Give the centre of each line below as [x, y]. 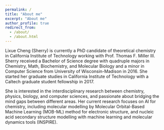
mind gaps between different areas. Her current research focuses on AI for [81, 101]
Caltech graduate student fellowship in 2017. [50, 81]
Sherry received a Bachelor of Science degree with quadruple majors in [77, 61]
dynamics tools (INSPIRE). [31, 122]
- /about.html [24, 37]
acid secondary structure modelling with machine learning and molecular [79, 117]
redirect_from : [21, 28]
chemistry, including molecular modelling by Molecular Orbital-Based [75, 106]
